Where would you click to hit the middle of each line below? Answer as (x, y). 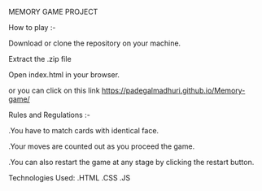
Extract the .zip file (40, 59)
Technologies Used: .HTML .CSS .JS (70, 178)
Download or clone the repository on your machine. (95, 43)
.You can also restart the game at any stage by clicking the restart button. (131, 162)
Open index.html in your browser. (64, 75)
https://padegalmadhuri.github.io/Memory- (173, 90)
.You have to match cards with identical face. (84, 130)
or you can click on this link (54, 90)
